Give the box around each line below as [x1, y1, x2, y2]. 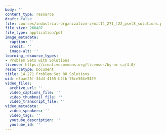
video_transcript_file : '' [9, 99, 65, 104]
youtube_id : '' [9, 122, 41, 127]
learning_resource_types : [5, 53, 58, 58]
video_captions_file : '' [9, 90, 61, 95]
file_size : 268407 [5, 26, 43, 31]
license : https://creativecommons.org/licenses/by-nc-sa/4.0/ [5, 62, 136, 67]
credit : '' [9, 44, 32, 49]
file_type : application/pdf [5, 30, 63, 35]
